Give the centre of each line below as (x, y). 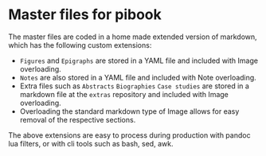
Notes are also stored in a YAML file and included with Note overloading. (138, 77)
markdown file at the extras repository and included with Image (124, 94)
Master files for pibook (85, 15)
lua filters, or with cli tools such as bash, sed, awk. (91, 143)
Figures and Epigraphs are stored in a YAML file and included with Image (139, 60)
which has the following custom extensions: (80, 45)
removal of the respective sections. (78, 119)
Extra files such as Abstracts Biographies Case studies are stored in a (134, 86)
